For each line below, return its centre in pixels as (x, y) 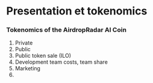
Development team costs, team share (61, 62)
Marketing (28, 69)
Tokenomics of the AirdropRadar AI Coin (66, 30)
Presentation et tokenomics (77, 11)
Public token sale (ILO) (43, 56)
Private (24, 43)
